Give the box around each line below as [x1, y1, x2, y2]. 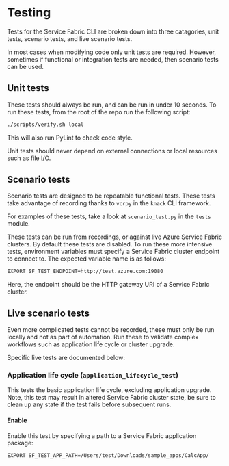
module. [7, 220, 31, 228]
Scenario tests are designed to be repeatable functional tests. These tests [7, 192, 215, 200]
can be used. [7, 62, 44, 70]
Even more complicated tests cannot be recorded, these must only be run [7, 326, 215, 334]
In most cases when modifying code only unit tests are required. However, [7, 48, 217, 56]
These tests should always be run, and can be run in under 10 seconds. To [7, 101, 217, 109]
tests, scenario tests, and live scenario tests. [7, 34, 133, 42]
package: [7, 439, 33, 447]
